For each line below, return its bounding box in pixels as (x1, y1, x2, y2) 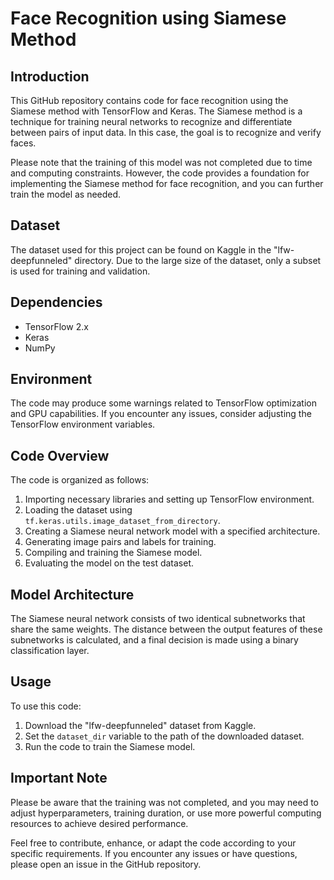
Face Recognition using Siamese (10, 7, 287, 30)
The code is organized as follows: (10, 474, 150, 486)
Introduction (10, 68, 90, 85)
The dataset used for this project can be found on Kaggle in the (10, 243, 272, 256)
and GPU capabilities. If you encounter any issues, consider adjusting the (10, 408, 312, 420)
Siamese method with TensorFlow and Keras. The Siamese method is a (10, 105, 303, 117)
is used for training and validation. (10, 265, 151, 277)
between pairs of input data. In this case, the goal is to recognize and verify (10, 127, 322, 138)
